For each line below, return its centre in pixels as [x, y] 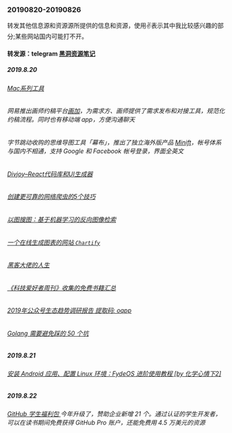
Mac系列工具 [26, 88]
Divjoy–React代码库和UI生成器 [50, 174]
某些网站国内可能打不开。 [51, 37]
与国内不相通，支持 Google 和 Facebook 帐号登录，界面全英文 [96, 151]
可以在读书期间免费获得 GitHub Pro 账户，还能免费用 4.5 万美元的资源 [106, 422]
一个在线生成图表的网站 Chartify [54, 242]
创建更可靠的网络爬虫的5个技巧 [51, 197]
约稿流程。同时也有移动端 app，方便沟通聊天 [71, 120]
